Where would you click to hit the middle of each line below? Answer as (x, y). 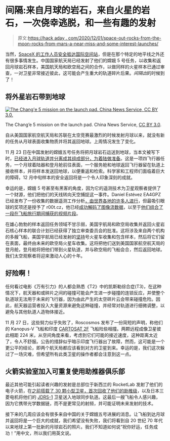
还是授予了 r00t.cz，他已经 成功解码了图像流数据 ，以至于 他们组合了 (93, 207)
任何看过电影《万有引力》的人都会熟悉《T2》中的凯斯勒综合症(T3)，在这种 (83, 286)
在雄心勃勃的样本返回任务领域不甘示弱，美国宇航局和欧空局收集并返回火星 (83, 224)
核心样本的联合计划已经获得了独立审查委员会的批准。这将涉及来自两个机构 (87, 230)
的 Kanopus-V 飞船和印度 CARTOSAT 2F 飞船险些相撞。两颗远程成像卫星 (81, 329)
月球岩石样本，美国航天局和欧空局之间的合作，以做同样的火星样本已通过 (85, 67)
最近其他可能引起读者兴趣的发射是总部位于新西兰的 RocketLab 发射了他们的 (84, 384)
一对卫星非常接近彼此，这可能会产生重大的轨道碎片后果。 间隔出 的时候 (87, 73)
